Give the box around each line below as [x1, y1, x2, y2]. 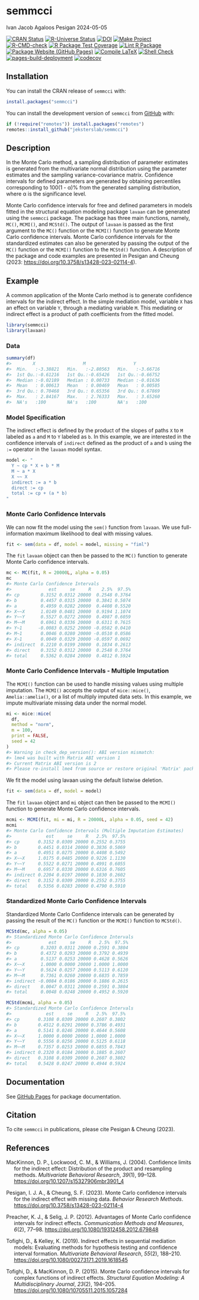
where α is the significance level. [6, 190, 87, 197]
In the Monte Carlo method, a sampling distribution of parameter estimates [6, 159, 188, 166]
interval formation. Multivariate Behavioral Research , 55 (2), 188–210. [14, 1250, 182, 1257]
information [6, 530, 34, 537]
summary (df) [6, 355, 36, 361]
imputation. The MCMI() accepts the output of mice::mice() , [6, 686, 151, 693]
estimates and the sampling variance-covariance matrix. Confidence [6, 171, 174, 179]
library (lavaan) [6, 327, 46, 333]
